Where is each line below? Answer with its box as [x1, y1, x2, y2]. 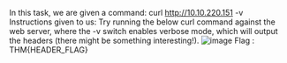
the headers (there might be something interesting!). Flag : [9, 35, 255, 45]
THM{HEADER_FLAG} [9, 45, 88, 55]
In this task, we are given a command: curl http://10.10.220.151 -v [9, 8, 244, 17]
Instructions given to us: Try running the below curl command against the [9, 17, 276, 27]
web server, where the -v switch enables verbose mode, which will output [9, 26, 278, 36]
